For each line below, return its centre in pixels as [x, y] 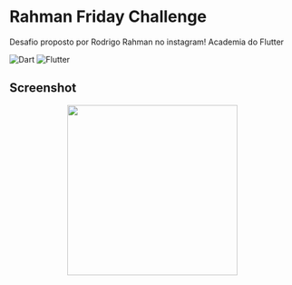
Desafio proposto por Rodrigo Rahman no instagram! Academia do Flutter [146, 42]
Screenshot [43, 88]
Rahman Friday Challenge [108, 17]
